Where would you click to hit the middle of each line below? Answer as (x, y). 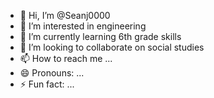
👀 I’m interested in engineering (83, 26)
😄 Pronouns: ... (52, 73)
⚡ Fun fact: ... (47, 84)
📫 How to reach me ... (66, 58)
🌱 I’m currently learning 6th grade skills (100, 36)
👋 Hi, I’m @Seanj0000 (65, 15)
